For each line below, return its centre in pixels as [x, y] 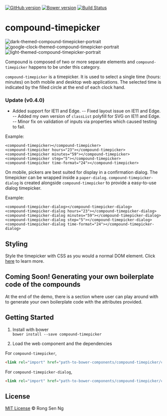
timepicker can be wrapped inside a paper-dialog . [56, 178]
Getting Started [30, 318]
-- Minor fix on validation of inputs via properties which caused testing [84, 121]
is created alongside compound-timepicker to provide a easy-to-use [88, 183]
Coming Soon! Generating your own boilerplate [80, 277]
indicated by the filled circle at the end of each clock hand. [65, 87]
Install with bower [30, 329]
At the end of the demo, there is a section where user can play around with [82, 297]
